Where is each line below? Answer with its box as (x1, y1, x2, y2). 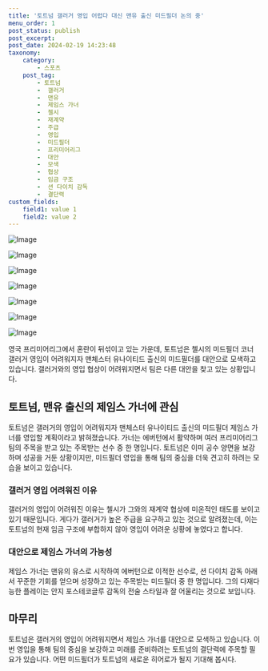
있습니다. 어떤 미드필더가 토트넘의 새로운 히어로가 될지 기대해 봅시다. (22, 654, 237, 665)
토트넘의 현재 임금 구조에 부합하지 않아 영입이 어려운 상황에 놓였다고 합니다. (8, 524, 243, 534)
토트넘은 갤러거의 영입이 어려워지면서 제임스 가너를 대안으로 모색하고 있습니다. (8, 634, 252, 645)
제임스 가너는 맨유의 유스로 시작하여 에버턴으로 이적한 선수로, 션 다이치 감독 (8, 566, 243, 576)
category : (22, 57, 56, 65)
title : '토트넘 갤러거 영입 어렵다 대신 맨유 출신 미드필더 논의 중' (8, 11, 205, 20)
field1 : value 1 (22, 205, 78, 213)
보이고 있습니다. (22, 463, 73, 472)
